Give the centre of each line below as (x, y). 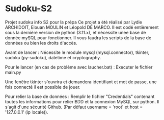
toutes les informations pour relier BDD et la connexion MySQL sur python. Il (82, 101)
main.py (13, 72)
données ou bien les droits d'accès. (41, 43)
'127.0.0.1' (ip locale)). (27, 112)
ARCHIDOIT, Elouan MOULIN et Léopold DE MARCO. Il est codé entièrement (82, 27)
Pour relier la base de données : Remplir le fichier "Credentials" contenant (80, 96)
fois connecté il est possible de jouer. (43, 87)
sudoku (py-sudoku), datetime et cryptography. (53, 57)
